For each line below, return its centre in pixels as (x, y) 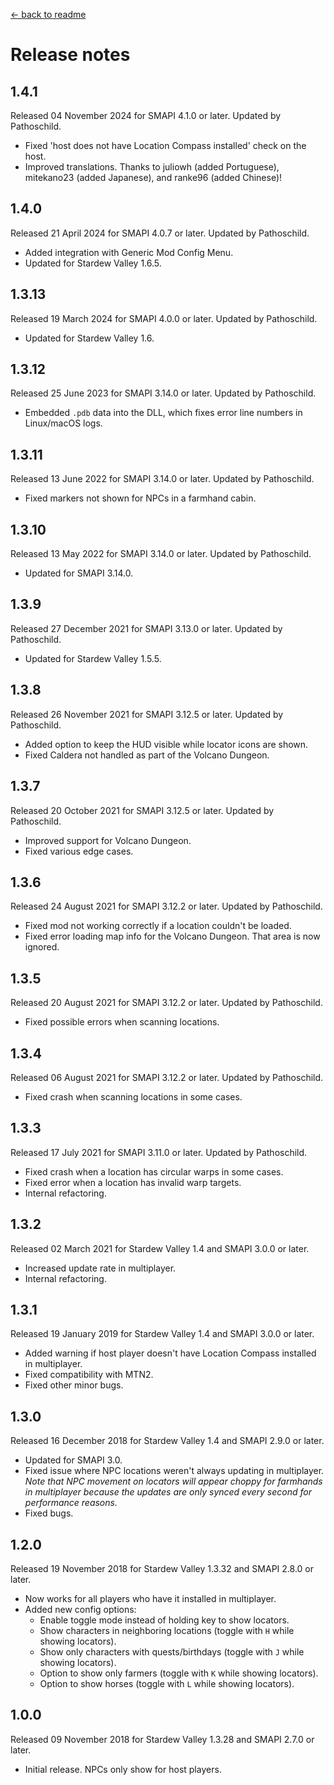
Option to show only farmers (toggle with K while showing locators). (179, 1673)
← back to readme (48, 14)
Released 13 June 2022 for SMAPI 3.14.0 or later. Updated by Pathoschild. (162, 479)
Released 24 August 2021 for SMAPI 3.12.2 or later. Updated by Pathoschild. (166, 906)
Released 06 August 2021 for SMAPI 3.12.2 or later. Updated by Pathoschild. (167, 1077)
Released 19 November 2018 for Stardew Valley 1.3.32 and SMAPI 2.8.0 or (162, 1568)
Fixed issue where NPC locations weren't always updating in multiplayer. (174, 1471)
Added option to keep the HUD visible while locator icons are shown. (166, 744)
